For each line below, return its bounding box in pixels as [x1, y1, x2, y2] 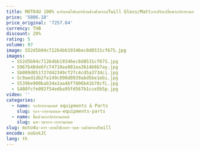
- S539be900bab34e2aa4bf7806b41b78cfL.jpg [11, 81, 118, 87]
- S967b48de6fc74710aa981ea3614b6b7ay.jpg [11, 64, 118, 70]
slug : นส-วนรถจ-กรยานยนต [17, 119, 73, 125]
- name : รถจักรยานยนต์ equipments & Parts [11, 102, 108, 109]
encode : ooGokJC [6, 130, 46, 137]
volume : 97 [6, 42, 33, 48]
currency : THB [6, 25, 42, 32]
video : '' [6, 92, 31, 97]
